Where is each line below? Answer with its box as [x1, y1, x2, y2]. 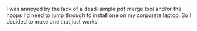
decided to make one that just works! [6, 18, 99, 25]
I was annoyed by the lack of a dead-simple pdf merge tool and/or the [6, 5, 182, 12]
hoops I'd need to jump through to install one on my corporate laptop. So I [6, 12, 192, 19]
